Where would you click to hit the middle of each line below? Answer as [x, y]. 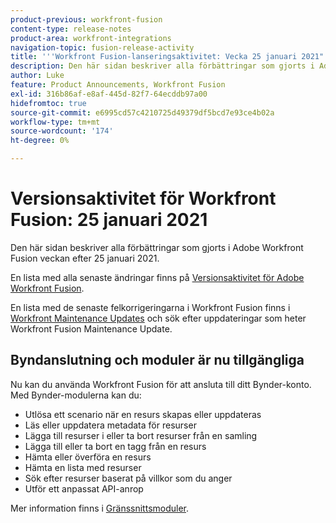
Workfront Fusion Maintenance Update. [91, 328]
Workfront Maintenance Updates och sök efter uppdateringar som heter [158, 318]
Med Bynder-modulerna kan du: [76, 395]
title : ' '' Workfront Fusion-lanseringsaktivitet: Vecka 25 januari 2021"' [169, 57]
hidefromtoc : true [48, 103]
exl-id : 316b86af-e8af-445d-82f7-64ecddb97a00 [109, 94]
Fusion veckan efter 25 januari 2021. [85, 258]
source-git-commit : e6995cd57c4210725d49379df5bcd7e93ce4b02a [142, 112]
